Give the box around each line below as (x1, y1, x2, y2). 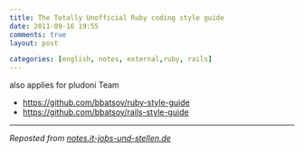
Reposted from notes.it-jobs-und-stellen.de (9, 133, 172, 144)
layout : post (9, 38, 59, 48)
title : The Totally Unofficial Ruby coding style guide (9, 13, 224, 23)
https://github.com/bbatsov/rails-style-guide (22, 107, 189, 118)
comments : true (9, 30, 67, 39)
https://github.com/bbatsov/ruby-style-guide (22, 97, 190, 109)
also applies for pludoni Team (9, 80, 119, 90)
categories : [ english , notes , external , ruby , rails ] (9, 55, 213, 64)
